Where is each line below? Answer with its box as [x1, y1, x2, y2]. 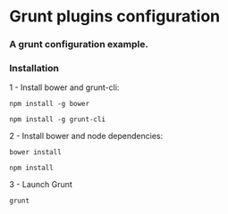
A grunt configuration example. [9, 38, 149, 51]
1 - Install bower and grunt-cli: [9, 82, 120, 93]
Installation [9, 62, 60, 75]
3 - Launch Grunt [9, 179, 73, 190]
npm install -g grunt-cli [9, 115, 106, 124]
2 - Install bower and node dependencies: [9, 131, 164, 142]
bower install [9, 148, 63, 157]
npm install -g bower [9, 100, 90, 109]
